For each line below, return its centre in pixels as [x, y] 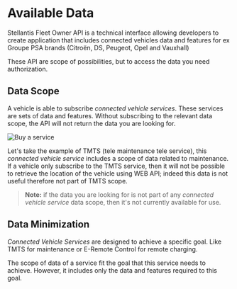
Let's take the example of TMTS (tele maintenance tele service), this [107, 151]
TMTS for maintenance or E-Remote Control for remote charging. [103, 249]
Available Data [51, 13]
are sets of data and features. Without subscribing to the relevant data [110, 115]
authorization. [28, 69]
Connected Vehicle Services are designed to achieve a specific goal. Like [115, 242]
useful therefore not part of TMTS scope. [67, 181]
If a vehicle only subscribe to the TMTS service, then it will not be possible [116, 166]
